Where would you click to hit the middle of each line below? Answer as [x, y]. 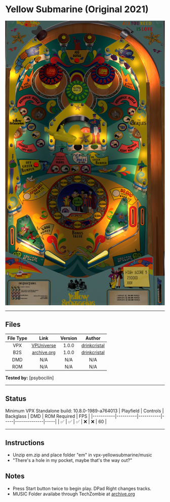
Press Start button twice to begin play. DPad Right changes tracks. [82, 488]
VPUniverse [44, 346]
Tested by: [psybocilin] [30, 378]
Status [16, 399]
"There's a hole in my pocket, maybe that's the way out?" [72, 460]
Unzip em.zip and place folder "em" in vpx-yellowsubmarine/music [82, 455]
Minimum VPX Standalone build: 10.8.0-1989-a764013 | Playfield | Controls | [84, 411]
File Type [17, 338]
